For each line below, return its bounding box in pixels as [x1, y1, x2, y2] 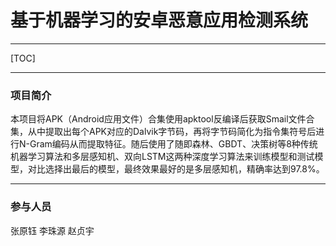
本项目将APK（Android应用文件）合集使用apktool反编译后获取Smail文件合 [10, 113, 315, 125]
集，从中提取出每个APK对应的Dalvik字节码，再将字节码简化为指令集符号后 [10, 126, 317, 138]
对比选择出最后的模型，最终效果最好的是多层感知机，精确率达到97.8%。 [27, 163, 325, 175]
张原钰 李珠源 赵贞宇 [10, 224, 95, 236]
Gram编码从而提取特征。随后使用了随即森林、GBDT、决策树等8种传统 [29, 138, 318, 150]
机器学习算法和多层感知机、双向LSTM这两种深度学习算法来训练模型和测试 [10, 151, 315, 163]
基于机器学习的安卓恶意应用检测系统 [10, 9, 309, 32]
